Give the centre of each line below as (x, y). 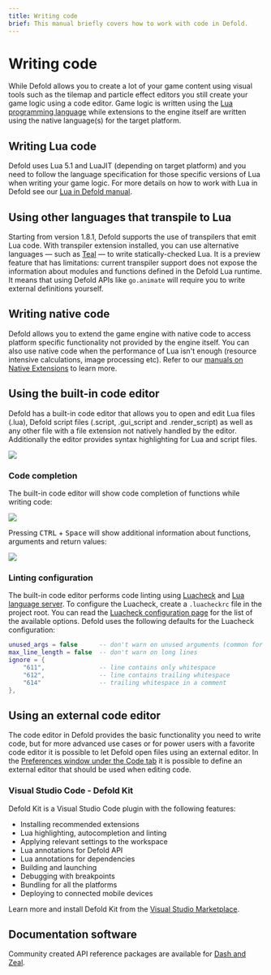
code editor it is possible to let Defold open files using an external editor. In (133, 752)
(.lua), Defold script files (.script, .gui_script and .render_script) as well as (131, 422)
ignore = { (27, 660)
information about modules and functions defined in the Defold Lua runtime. (135, 271)
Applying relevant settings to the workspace (94, 841)
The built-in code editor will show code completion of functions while (124, 493)
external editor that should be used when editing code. (100, 769)
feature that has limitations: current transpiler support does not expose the (133, 263)
